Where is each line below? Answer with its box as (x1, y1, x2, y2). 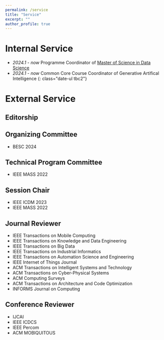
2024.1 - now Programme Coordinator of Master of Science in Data (12, 60, 151, 66)
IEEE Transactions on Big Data (12, 243, 75, 249)
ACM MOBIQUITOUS (12, 329, 56, 335)
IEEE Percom (12, 324, 39, 330)
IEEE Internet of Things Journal (12, 259, 77, 265)
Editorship (5, 113, 39, 122)
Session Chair (5, 186, 50, 194)
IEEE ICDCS (12, 319, 37, 325)
